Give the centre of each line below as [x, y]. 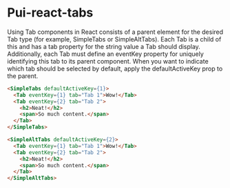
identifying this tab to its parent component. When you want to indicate [108, 61]
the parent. [23, 76]
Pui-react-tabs [50, 13]
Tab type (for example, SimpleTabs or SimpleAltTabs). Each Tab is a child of [114, 39]
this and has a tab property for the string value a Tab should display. [104, 46]
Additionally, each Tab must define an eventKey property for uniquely [106, 54]
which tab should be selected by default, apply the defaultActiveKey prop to [115, 68]
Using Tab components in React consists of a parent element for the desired [115, 32]
